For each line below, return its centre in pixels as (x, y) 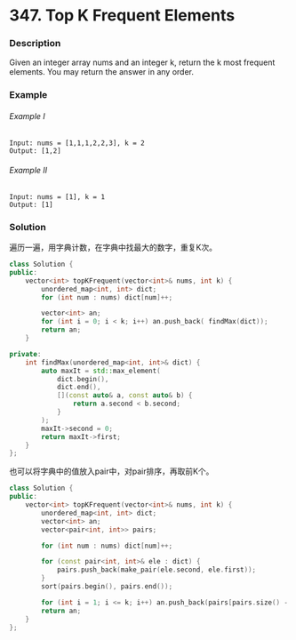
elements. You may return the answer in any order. (101, 72)
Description (35, 44)
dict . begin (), (83, 379)
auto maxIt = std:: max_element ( (101, 371)
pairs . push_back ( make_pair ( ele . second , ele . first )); (156, 570)
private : (25, 354)
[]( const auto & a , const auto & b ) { (124, 396)
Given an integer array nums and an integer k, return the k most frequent (142, 62)
